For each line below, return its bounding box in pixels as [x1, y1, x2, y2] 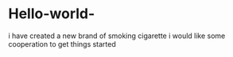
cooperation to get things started [8, 39, 117, 48]
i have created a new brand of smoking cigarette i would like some [8, 31, 226, 40]
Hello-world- [8, 5, 95, 23]
